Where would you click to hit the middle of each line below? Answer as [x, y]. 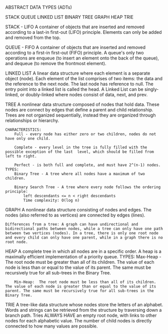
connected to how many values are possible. [52, 326]
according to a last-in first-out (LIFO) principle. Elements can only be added [83, 32]
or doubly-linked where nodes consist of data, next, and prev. [84, 95]
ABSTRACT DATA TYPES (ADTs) [38, 7]
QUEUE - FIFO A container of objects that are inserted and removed [75, 47]
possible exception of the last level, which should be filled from [80, 152]
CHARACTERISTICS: [23, 130]
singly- [151, 89]
